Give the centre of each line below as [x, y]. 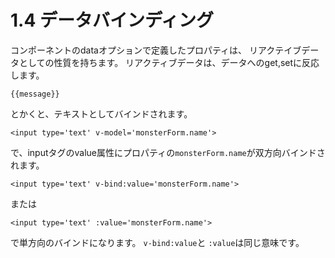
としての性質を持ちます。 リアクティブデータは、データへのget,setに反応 [169, 62]
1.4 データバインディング [112, 20]
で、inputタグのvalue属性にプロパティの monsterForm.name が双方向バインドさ [168, 152]
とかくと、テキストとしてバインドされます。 [101, 113]
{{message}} [35, 94]
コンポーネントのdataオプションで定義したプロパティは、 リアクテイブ [156, 50]
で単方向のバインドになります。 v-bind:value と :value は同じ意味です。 [157, 242]
